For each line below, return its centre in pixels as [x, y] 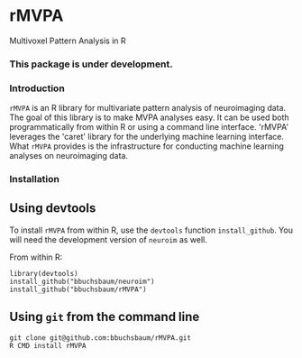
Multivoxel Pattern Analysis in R [68, 41]
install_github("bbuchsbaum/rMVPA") [78, 289]
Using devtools [53, 208]
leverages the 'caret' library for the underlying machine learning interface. [146, 137]
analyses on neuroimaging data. [69, 156]
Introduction [37, 88]
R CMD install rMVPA [48, 345]
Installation [35, 179]
